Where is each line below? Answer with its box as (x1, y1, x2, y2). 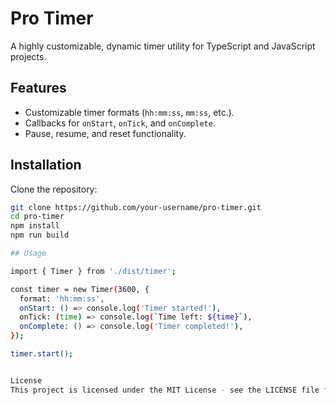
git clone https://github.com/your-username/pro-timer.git (10, 202, 262, 212)
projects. (10, 50, 47, 62)
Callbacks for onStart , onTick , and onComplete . (24, 117, 216, 129)
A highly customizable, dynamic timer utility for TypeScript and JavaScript (10, 40, 316, 52)
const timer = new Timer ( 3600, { (10, 284, 150, 294)
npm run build (10, 230, 70, 241)
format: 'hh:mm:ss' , (19, 293, 105, 304)
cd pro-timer (10, 212, 65, 222)
